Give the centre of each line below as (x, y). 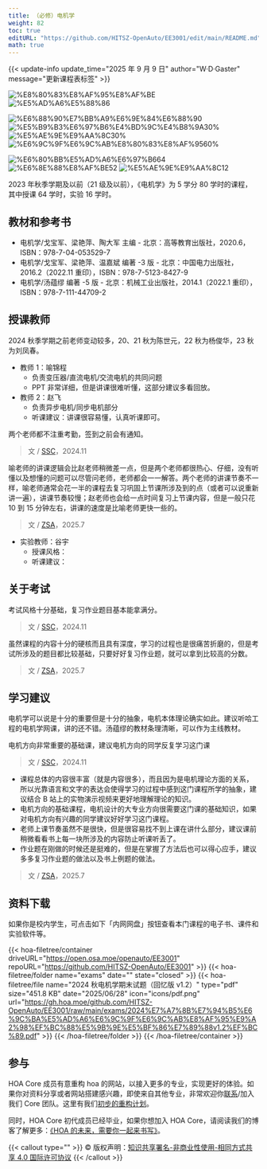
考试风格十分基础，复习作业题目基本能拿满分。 (85, 609)
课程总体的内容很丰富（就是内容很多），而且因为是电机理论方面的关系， (136, 779)
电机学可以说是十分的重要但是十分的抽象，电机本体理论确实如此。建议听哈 (130, 718)
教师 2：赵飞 (41, 397)
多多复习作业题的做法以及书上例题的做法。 (89, 859)
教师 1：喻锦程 (43, 367)
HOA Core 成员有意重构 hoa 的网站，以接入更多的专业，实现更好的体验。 (128, 1083)
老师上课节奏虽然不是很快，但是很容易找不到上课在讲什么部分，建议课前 (138, 829)
